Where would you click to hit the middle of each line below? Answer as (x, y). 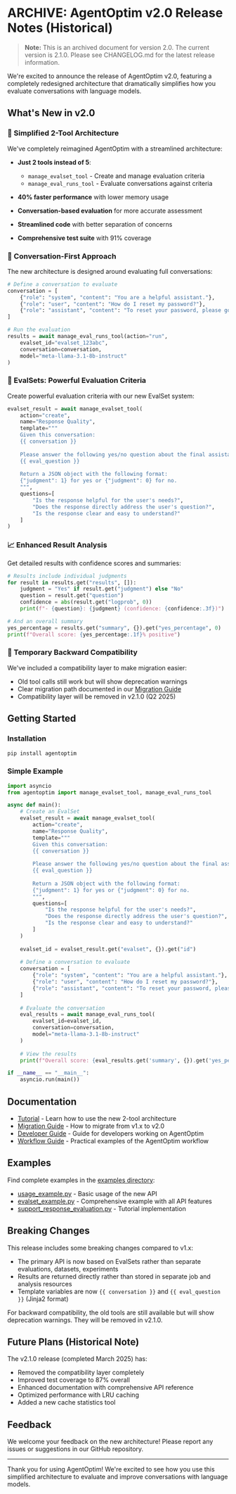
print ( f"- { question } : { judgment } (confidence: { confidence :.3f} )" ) (122, 609)
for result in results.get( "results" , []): (72, 582)
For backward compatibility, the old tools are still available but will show (111, 1312)
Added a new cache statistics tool (66, 1402)
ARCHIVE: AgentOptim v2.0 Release (115, 13)
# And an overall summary (45, 621)
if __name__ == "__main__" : (48, 1073)
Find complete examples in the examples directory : (81, 1180)
